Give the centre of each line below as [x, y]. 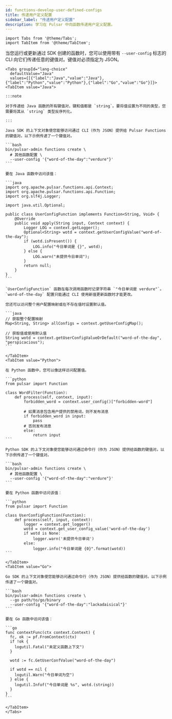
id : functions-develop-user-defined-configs [54, 10]
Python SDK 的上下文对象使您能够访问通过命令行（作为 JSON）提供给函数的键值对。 [83, 450]
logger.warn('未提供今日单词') [63, 539]
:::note [14, 96]
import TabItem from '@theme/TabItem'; [48, 43]
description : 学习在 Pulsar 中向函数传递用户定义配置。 [60, 24]
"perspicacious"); [25, 343]
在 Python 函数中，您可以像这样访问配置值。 [47, 370]
